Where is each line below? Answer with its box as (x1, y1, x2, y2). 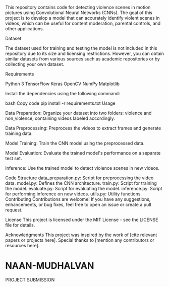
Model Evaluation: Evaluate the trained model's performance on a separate (5, 150, 161, 156)
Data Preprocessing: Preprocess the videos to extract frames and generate (5, 125, 161, 131)
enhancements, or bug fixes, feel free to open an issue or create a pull (5, 201, 151, 207)
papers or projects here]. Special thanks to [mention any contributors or (5, 237, 155, 243)
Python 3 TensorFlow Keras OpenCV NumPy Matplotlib (5, 81, 120, 87)
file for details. (5, 222, 35, 228)
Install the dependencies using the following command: (5, 91, 120, 96)
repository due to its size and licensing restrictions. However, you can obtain (5, 50, 164, 56)
